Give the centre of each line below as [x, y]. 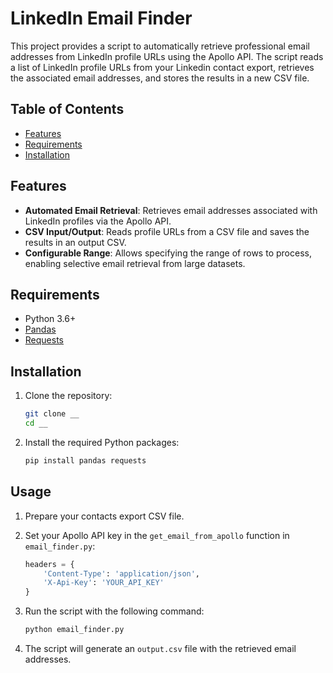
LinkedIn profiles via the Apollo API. [98, 221]
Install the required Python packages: [102, 442]
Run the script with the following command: [114, 611]
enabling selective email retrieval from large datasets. [135, 263]
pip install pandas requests [85, 460]
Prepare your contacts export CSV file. [104, 516]
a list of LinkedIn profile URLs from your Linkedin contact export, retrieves [162, 67]
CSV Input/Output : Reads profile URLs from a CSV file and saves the [167, 231]
